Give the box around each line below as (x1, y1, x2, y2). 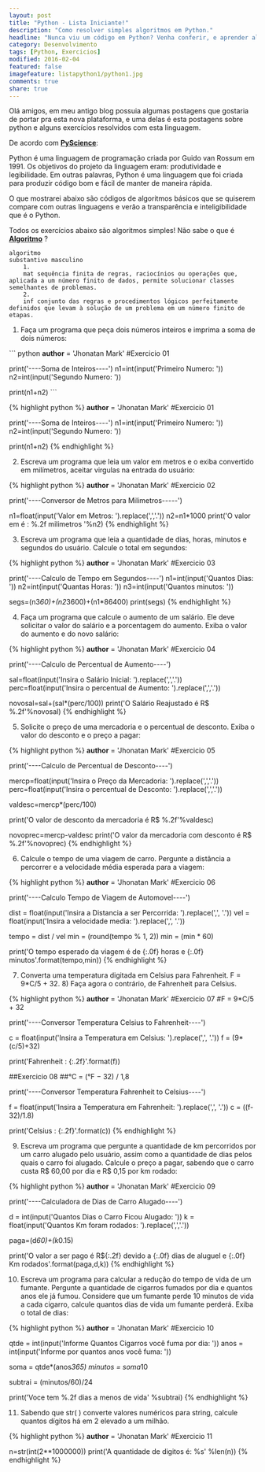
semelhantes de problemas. (9, 284, 98, 292)
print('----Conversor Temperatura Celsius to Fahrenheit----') (9, 1018, 206, 1027)
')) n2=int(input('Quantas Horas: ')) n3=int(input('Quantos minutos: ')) (9, 582, 234, 591)
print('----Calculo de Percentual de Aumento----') (9, 660, 171, 669)
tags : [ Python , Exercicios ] (9, 48, 101, 56)
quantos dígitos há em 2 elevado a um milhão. (20, 1416, 170, 1426)
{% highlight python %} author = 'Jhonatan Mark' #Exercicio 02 (9, 481, 215, 490)
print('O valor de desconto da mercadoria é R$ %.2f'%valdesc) (9, 816, 215, 825)
